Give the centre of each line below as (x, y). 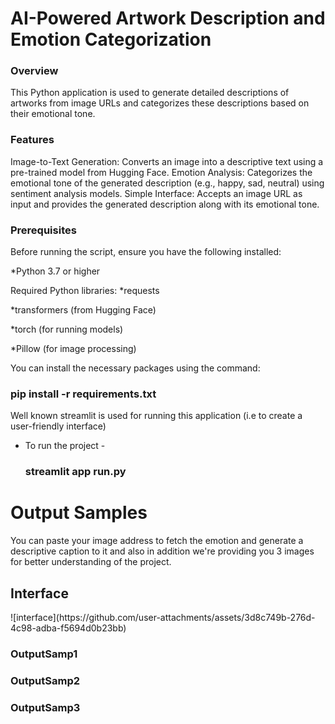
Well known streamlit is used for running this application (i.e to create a (156, 416)
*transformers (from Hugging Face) (83, 310)
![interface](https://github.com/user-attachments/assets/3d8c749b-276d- (163, 618)
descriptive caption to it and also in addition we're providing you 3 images (162, 551)
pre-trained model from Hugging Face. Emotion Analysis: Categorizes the (161, 172)
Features (32, 140)
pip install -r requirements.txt (83, 394)
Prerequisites (43, 230)
